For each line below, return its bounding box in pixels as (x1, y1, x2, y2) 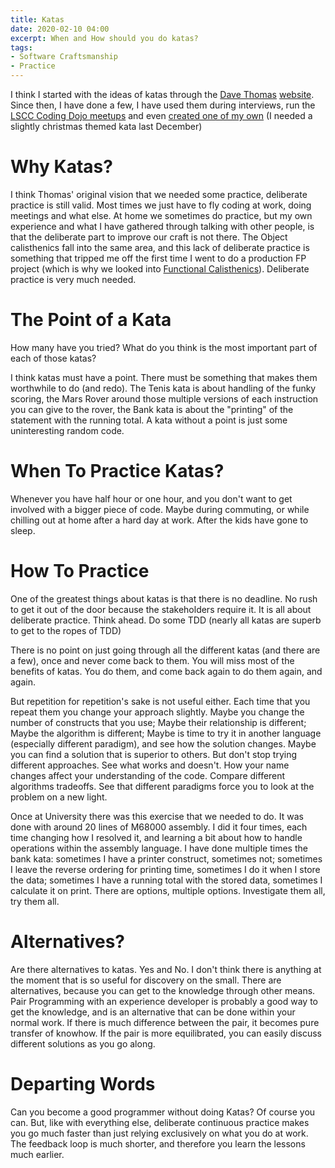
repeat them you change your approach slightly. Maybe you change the (10, 706, 305, 718)
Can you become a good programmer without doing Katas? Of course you (10, 1106, 316, 1118)
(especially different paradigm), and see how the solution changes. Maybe (10, 737, 317, 750)
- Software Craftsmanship (10, 52, 118, 62)
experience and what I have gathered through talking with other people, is (10, 220, 315, 232)
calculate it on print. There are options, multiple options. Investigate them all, (10, 884, 326, 896)
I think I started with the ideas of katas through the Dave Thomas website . (10, 89, 315, 100)
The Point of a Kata (10, 309, 172, 331)
